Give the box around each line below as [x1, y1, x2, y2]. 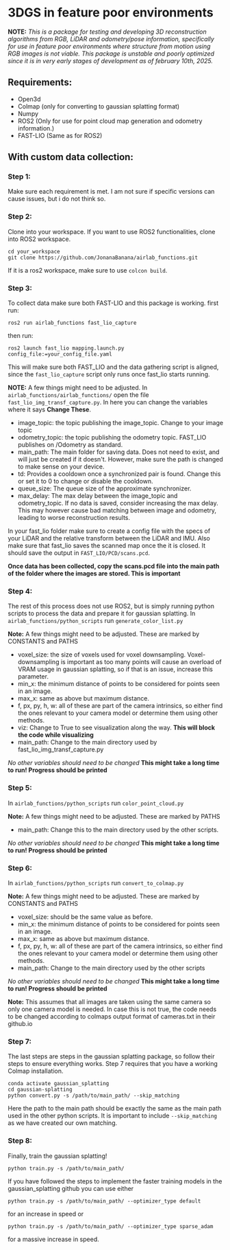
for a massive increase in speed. [8, 1235, 100, 1243]
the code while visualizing [17, 731, 94, 739]
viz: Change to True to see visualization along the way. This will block [17, 723, 215, 732]
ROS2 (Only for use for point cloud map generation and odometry [17, 117, 203, 125]
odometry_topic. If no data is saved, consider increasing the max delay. [17, 499, 218, 508]
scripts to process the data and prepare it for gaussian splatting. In [8, 609, 196, 617]
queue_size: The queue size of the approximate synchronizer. [17, 484, 192, 492]
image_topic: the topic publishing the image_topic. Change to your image [17, 419, 224, 427]
